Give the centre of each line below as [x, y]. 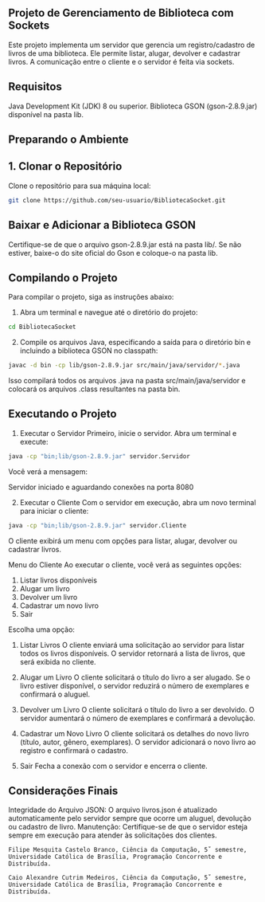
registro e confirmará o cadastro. [74, 750]
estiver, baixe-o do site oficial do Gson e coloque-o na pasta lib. [113, 253]
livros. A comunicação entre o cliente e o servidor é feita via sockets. [121, 61]
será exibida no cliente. [58, 661]
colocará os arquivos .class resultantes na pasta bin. [94, 389]
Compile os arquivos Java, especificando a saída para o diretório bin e [135, 343]
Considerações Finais [63, 791]
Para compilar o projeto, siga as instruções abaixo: [91, 297]
